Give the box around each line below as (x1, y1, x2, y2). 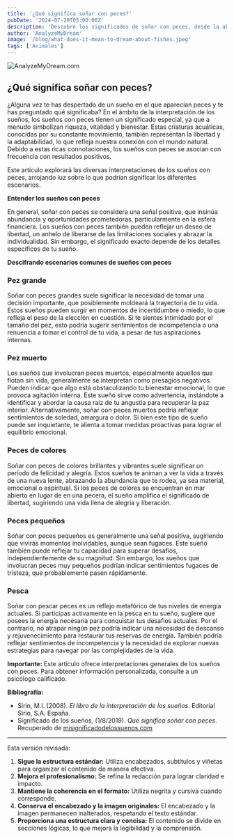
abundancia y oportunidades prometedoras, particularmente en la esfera (7, 215, 216, 223)
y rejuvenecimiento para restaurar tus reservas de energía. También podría (7, 631, 222, 640)
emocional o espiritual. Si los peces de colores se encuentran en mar (7, 484, 205, 492)
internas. (7, 336, 33, 344)
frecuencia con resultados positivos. (7, 152, 112, 160)
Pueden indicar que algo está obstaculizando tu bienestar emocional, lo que (7, 384, 226, 392)
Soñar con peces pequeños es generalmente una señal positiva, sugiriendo (7, 532, 224, 540)
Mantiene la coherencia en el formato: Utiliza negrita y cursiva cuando (17, 787, 222, 795)
